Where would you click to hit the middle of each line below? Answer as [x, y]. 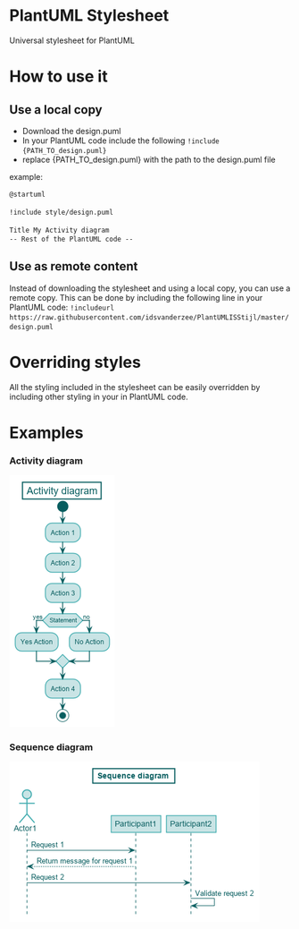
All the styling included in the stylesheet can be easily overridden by [135, 387]
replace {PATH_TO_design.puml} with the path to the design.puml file [149, 159]
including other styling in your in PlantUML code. [99, 396]
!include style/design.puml [62, 212]
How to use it [59, 77]
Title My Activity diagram [59, 230]
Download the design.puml [71, 131]
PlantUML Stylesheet [89, 16]
